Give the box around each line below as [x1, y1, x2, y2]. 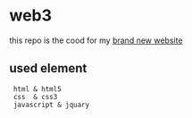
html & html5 [13, 84, 63, 94]
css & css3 [13, 92, 58, 101]
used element [9, 61, 88, 76]
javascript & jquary [13, 100, 90, 109]
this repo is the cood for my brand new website [9, 35, 183, 46]
